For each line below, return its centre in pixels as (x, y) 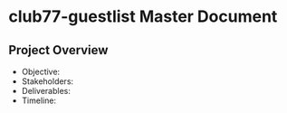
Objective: (41, 71)
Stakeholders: (48, 81)
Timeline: (38, 100)
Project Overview (58, 50)
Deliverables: (46, 91)
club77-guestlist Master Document (143, 17)
